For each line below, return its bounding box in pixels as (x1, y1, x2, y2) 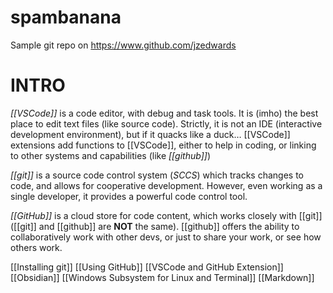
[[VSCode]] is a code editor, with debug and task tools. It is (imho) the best (10, 107, 319, 119)
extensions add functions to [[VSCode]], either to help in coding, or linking (10, 139, 317, 151)
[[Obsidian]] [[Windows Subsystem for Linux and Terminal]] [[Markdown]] (10, 271, 315, 283)
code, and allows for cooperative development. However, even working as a (10, 179, 323, 191)
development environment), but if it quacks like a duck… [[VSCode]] (10, 128, 291, 140)
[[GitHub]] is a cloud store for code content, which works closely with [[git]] (10, 209, 323, 221)
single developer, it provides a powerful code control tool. (10, 190, 248, 202)
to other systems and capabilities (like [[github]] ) (10, 149, 211, 161)
